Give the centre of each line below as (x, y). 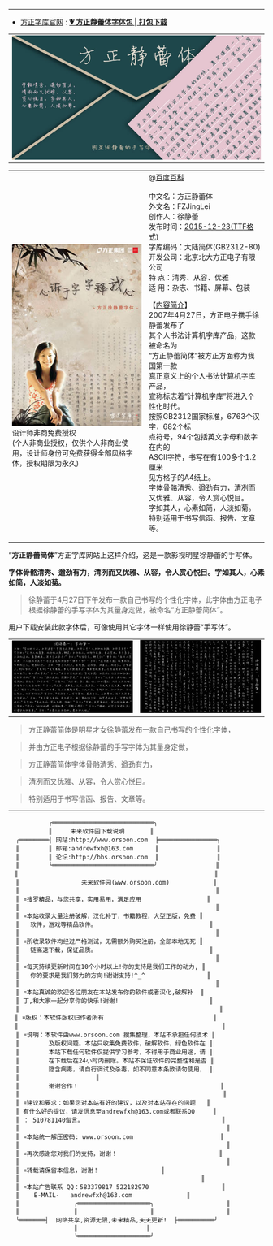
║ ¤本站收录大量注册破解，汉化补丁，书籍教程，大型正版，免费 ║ (110, 916)
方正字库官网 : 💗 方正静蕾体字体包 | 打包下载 (94, 22)
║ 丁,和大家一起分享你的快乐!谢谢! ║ (115, 1001)
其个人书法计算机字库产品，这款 (202, 335)
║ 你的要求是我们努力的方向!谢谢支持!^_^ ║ (113, 976)
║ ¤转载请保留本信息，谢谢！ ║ (90, 1170)
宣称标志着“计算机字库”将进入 (198, 396)
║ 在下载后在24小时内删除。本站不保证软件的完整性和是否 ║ (115, 1061)
